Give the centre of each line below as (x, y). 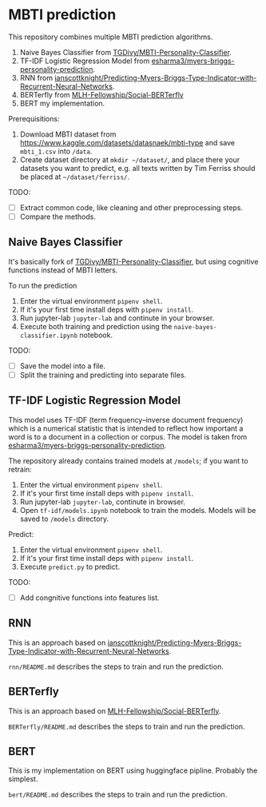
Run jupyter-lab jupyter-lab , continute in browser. (103, 502)
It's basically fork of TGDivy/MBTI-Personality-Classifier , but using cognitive (133, 261)
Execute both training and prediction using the (96, 326)
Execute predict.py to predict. (70, 566)
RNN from (36, 78)
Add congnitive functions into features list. (89, 598)
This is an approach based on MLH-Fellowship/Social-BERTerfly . (115, 711)
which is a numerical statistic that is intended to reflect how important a (126, 428)
